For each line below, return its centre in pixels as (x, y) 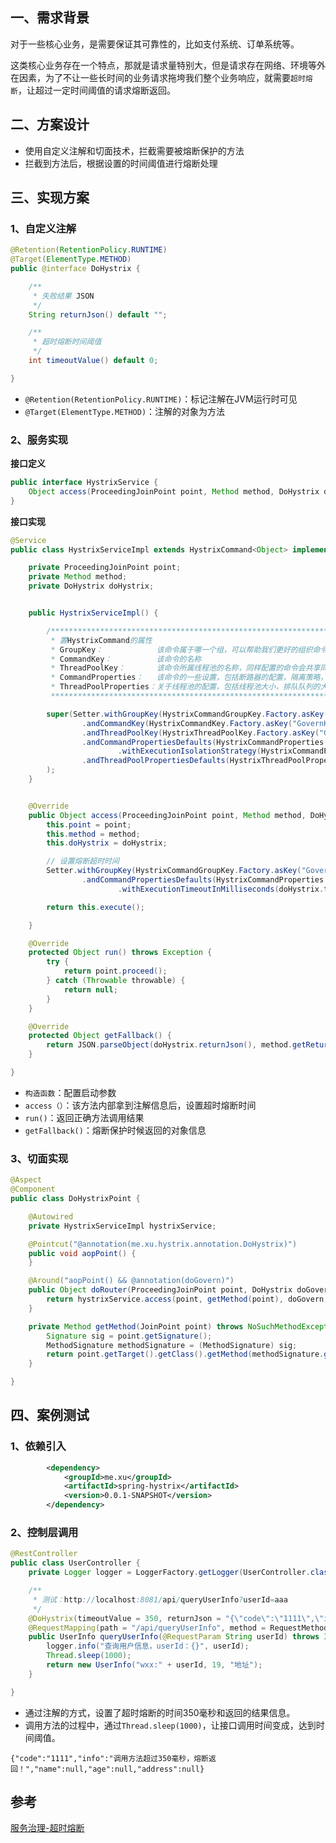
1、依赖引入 (38, 1446)
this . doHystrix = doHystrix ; (107, 843)
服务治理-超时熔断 (47, 1828)
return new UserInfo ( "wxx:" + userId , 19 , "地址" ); (154, 1665)
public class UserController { (75, 1563)
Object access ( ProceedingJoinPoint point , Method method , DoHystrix (174, 491)
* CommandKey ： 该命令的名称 (126, 659)
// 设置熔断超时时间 (83, 861)
